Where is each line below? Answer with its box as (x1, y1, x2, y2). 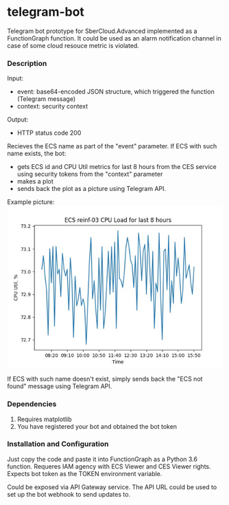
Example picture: (7, 198, 55, 206)
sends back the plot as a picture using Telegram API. (16, 185, 167, 193)
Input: (7, 74, 24, 82)
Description (7, 58, 47, 68)
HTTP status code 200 (16, 128, 82, 137)
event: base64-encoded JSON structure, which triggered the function (16, 87, 215, 96)
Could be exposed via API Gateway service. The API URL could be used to (7, 482, 217, 491)
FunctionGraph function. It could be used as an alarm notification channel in (7, 34, 221, 42)
